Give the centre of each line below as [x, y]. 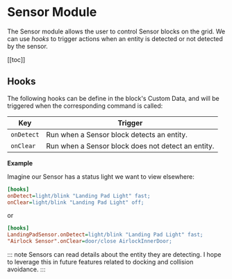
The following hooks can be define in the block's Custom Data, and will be [114, 98]
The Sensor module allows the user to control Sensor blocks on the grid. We [116, 31]
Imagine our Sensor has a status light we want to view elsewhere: [101, 176]
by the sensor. [28, 46]
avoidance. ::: [26, 269]
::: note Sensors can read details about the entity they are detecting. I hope [114, 254]
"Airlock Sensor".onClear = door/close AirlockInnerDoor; [90, 241]
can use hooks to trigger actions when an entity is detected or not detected [115, 38]
